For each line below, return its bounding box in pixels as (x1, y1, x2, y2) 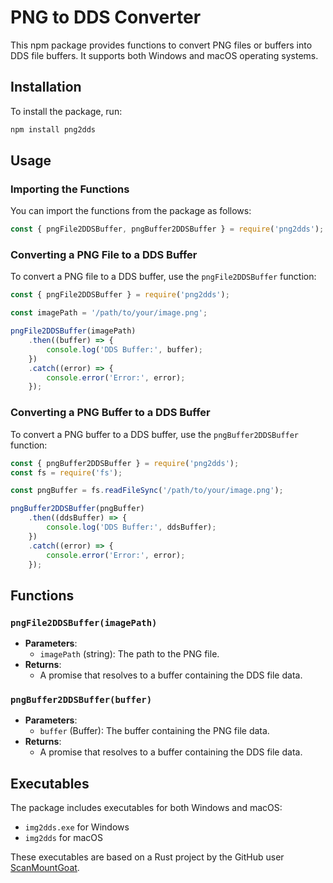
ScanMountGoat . (10, 862, 80, 874)
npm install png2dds (10, 124, 97, 135)
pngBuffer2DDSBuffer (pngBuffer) (10, 504, 145, 514)
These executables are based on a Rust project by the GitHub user (10, 851, 285, 863)
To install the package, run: (10, 105, 123, 117)
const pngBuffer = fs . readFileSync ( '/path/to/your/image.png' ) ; (10, 486, 284, 496)
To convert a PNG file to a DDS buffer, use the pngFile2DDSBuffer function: (10, 271, 317, 283)
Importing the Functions (10, 182, 130, 196)
